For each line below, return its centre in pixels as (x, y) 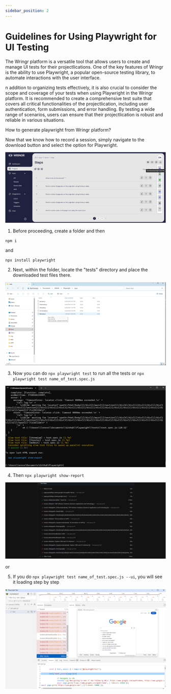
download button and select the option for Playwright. (62, 145)
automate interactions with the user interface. (53, 78)
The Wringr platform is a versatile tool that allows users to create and (78, 62)
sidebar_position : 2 (27, 11)
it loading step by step (36, 582)
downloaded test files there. (42, 275)
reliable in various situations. (35, 120)
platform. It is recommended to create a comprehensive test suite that (78, 98)
